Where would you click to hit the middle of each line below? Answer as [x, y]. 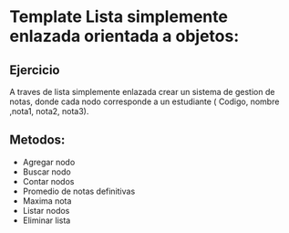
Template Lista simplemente [119, 17]
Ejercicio [35, 70]
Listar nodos [46, 210]
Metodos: [37, 140]
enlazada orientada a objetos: [124, 36]
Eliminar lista [46, 220]
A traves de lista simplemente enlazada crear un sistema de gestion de [142, 92]
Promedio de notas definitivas [79, 191]
